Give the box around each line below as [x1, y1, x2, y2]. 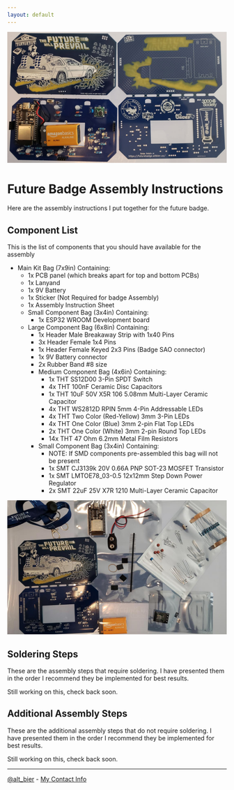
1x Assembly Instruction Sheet [27, 301, 115, 309]
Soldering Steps [7, 648, 79, 660]
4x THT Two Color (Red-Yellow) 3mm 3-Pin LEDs [48, 412, 190, 420]
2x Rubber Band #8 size [38, 360, 108, 369]
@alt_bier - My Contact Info [7, 775, 87, 783]
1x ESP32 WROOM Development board [38, 316, 150, 324]
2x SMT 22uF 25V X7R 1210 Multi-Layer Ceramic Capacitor [48, 486, 218, 495]
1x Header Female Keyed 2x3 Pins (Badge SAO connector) [38, 346, 205, 354]
